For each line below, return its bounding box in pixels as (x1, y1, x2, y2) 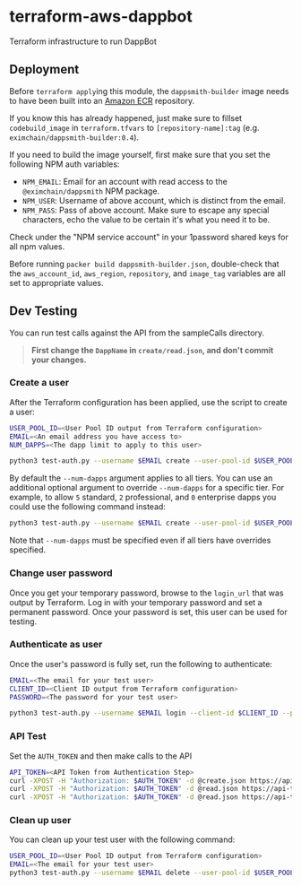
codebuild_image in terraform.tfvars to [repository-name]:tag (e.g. (9, 122, 260, 133)
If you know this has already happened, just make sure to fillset (9, 112, 243, 123)
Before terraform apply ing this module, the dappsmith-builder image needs (9, 85, 289, 96)
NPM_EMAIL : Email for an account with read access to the (21, 176, 228, 187)
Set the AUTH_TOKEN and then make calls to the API (9, 751, 193, 761)
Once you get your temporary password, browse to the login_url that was (9, 587, 284, 598)
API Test (9, 730, 47, 743)
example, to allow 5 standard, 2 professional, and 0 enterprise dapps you (9, 491, 277, 503)
